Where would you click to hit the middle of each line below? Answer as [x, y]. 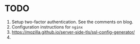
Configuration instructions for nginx [47, 27]
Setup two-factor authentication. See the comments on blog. [72, 22]
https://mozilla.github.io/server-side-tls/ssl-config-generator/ [73, 32]
